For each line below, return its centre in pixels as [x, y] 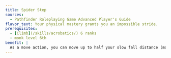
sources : [15, 15]
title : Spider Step [26, 10]
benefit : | [17, 43]
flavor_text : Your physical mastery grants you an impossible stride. [82, 24]
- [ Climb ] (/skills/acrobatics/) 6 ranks [53, 33]
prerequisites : [21, 29]
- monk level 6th [28, 38]
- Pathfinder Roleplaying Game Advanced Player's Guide [70, 19]
